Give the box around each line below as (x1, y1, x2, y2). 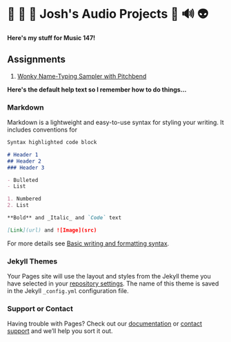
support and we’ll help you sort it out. (7, 327, 113, 335)
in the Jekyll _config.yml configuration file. (7, 287, 129, 295)
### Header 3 (7, 164, 45, 171)
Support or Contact (7, 304, 74, 314)
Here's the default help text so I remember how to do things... (7, 85, 187, 94)
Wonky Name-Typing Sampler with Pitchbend (17, 72, 147, 80)
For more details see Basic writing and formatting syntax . (7, 239, 170, 248)
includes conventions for (7, 125, 78, 134)
